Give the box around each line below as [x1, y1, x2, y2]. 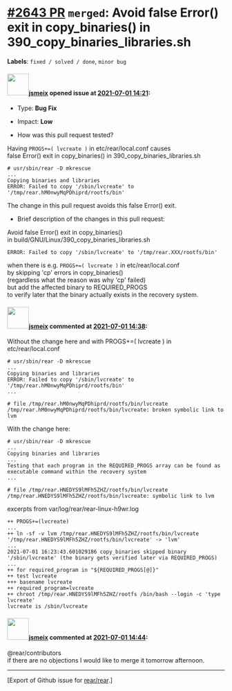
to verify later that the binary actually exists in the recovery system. [7, 291, 199, 299]
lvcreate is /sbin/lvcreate [7, 603, 88, 610]
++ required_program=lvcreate [7, 585, 95, 592]
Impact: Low [17, 118, 53, 126]
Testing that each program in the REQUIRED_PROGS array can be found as [7, 463, 221, 469]
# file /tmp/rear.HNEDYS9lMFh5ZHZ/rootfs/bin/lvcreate [7, 487, 168, 494]
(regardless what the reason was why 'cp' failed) [7, 276, 146, 285]
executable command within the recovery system [7, 469, 147, 476]
